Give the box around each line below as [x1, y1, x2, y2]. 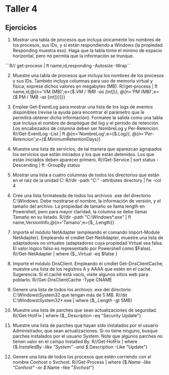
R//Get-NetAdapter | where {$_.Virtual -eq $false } [12, 251, 118, 256]
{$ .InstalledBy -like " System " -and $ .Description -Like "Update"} [12, 344, 148, 350]
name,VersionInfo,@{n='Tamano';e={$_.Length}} [12, 219, 115, 226]
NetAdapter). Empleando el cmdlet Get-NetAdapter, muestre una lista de [12, 235, 163, 241]
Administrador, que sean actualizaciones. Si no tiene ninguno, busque [12, 328, 158, 333]
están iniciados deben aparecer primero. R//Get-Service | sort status [12, 157, 155, 163]
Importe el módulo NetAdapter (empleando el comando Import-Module [12, 229, 160, 235]
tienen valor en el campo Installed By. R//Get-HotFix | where [12, 339, 138, 345]
